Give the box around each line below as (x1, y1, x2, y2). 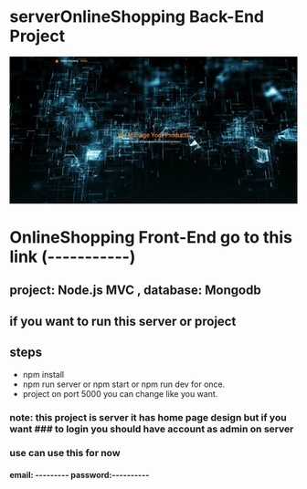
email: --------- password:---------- (9, 470, 150, 481)
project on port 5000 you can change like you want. (22, 388, 218, 399)
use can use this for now (9, 447, 121, 460)
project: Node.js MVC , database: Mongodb (9, 283, 262, 298)
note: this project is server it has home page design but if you (9, 411, 287, 423)
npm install (22, 369, 65, 380)
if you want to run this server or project (9, 313, 237, 329)
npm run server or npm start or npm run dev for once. (22, 379, 226, 390)
